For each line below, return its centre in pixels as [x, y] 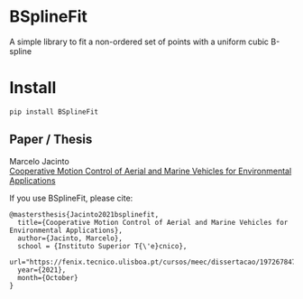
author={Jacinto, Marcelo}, [70, 238]
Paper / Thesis [51, 140]
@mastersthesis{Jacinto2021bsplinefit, [84, 214]
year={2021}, [42, 270]
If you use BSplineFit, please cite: [71, 198]
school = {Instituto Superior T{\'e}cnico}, [102, 246]
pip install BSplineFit [54, 112]
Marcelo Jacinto [39, 161]
